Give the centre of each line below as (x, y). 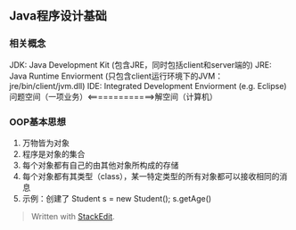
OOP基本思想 (38, 121)
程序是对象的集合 (53, 153)
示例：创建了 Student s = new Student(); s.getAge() (117, 198)
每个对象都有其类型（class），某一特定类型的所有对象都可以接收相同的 (151, 176)
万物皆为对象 (45, 143)
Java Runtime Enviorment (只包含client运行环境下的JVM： (116, 76)
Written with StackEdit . (73, 216)
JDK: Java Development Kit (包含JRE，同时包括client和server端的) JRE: (140, 64)
